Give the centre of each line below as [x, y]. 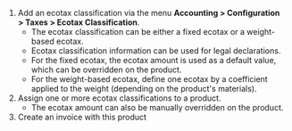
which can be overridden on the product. [106, 70]
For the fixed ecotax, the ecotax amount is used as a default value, [154, 60]
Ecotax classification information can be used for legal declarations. [156, 51]
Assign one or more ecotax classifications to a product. [119, 98]
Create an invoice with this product [82, 117]
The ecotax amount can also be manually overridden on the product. [157, 107]
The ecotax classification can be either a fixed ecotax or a [138, 32]
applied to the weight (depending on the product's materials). [144, 89]
